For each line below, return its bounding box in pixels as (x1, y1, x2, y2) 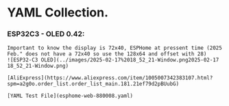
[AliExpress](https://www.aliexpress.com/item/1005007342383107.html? (7, 75, 213, 81)
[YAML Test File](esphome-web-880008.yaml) (7, 92, 134, 100)
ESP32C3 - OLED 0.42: (7, 29, 85, 39)
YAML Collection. (7, 5, 108, 21)
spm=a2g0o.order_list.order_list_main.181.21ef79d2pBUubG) (7, 81, 180, 88)
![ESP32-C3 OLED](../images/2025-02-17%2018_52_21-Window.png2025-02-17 (7, 57, 219, 64)
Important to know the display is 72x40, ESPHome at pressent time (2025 (7, 44, 223, 52)
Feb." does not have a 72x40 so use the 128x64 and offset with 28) (7, 51, 207, 57)
